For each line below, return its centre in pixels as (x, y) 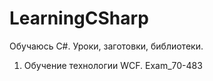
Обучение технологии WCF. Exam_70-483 (113, 65)
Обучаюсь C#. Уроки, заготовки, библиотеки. (106, 46)
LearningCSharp (79, 18)
